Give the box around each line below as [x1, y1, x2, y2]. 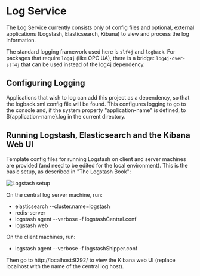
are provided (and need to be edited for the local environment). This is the [6, 162, 188, 169]
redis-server [14, 209, 46, 216]
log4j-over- [156, 55, 186, 61]
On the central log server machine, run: [6, 191, 103, 198]
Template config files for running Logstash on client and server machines [6, 155, 186, 162]
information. [6, 36, 36, 44]
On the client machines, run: [6, 233, 76, 240]
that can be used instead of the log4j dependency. [20, 61, 145, 68]
